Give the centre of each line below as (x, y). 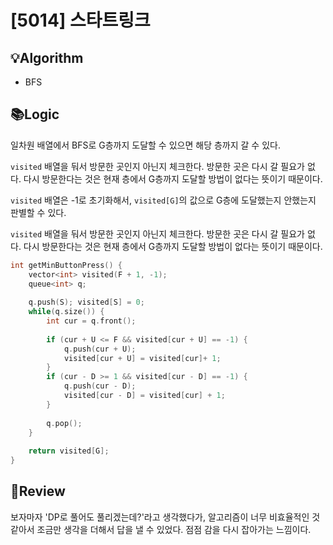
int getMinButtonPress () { (66, 265)
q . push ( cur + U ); (100, 349)
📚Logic (35, 114)
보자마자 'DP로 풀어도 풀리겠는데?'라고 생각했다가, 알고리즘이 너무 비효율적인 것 (165, 517)
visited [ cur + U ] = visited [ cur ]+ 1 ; (142, 358)
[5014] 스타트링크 (80, 20)
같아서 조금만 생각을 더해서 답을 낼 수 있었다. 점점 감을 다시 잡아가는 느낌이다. (161, 529)
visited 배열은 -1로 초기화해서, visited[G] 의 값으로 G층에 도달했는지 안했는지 (163, 200)
